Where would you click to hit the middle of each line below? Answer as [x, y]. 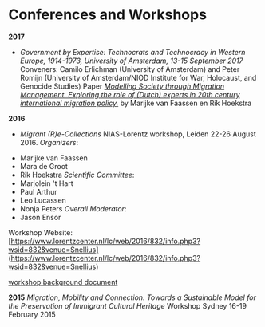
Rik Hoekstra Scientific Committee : [77, 175]
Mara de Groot [44, 166]
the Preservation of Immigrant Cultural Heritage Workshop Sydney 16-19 [128, 305]
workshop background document [63, 282]
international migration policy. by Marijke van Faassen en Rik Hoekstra [136, 103]
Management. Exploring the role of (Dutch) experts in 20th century [130, 94]
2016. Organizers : [49, 142]
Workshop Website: [41, 232]
